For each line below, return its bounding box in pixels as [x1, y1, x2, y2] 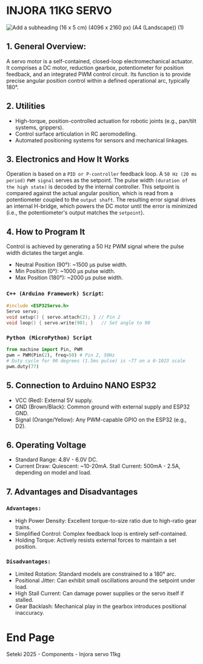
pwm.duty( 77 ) [6, 363, 39, 370]
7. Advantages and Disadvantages [6, 486, 138, 497]
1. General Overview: [6, 41, 87, 52]
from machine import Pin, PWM [6, 347, 83, 353]
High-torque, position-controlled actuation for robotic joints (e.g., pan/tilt [15, 117, 197, 125]
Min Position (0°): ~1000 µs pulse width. [15, 268, 116, 275]
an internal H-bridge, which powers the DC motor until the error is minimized [6, 202, 198, 210]
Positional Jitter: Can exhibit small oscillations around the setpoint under [15, 577, 196, 584]
